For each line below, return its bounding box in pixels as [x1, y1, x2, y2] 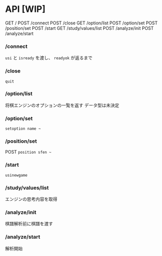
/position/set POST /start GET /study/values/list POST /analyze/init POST [5, 25, 154, 31]
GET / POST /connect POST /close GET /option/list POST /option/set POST [5, 20, 158, 26]
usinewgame [5, 172, 28, 177]
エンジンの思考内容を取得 [5, 196, 57, 202]
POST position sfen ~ [5, 149, 52, 155]
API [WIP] [5, 3, 46, 15]
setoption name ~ [5, 126, 41, 131]
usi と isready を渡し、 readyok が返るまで [5, 55, 93, 61]
